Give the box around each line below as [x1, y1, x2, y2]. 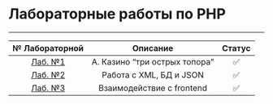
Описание [132, 42, 174, 53]
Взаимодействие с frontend [98, 82, 208, 94]
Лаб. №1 [31, 56, 66, 67]
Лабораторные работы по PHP [8, 5, 226, 23]
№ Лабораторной [12, 42, 84, 53]
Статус [222, 42, 251, 53]
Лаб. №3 [31, 82, 66, 94]
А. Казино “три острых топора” [91, 56, 214, 67]
